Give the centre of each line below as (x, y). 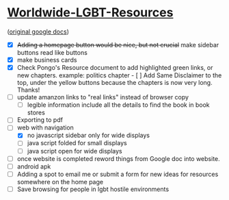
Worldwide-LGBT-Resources (90, 13)
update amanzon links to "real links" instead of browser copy (103, 97)
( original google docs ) (38, 32)
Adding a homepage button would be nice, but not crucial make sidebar (118, 45)
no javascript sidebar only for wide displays (89, 136)
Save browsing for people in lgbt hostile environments (93, 189)
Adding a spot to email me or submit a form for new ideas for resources (118, 174)
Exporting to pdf (40, 120)
